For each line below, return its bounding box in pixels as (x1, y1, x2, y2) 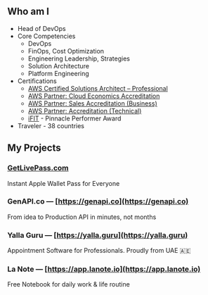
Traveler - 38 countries (17, 121, 84, 130)
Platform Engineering (27, 69, 89, 77)
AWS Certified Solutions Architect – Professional (27, 84, 169, 92)
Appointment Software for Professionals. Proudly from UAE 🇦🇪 (7, 246, 191, 255)
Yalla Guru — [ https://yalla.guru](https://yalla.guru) (7, 230, 188, 240)
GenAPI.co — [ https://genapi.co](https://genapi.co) (7, 196, 189, 206)
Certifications (17, 77, 58, 85)
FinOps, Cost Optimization (27, 46, 104, 55)
